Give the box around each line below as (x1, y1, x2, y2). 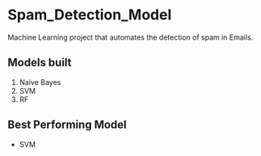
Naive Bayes (19, 77, 61, 86)
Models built (7, 56, 72, 70)
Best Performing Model (7, 118, 127, 132)
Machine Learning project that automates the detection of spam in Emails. (7, 32, 254, 42)
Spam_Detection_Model (7, 6, 172, 24)
